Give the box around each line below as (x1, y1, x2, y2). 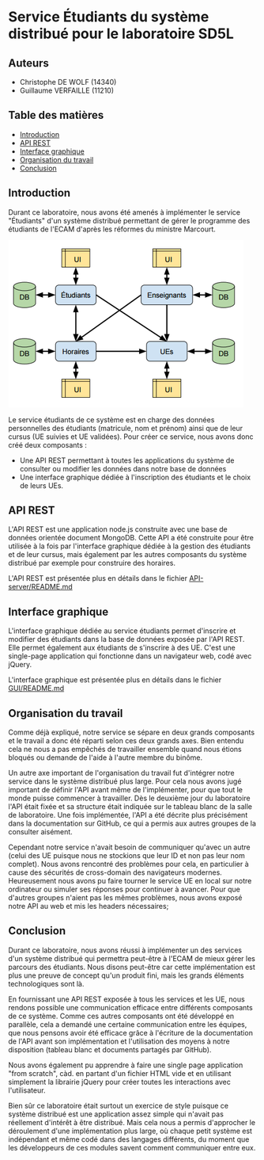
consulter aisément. (8, 827, 73, 837)
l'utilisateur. (8, 1086, 46, 1095)
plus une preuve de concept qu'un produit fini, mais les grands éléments (8, 971, 244, 980)
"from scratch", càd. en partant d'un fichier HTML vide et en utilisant (8, 1068, 232, 1078)
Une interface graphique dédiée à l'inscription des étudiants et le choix (19, 472, 251, 482)
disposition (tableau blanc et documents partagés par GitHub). (8, 1044, 212, 1054)
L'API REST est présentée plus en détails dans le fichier (8, 574, 188, 583)
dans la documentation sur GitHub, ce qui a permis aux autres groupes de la (8, 818, 257, 828)
